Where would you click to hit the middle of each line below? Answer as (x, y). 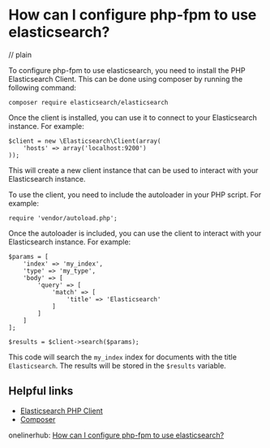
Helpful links (41, 391)
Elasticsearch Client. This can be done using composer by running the (126, 79)
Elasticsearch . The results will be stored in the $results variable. (118, 365)
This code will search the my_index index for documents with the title (123, 357)
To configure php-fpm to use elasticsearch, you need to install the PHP (127, 70)
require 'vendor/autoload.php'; (63, 218)
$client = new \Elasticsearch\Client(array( (85, 141)
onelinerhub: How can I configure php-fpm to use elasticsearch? (116, 435)
